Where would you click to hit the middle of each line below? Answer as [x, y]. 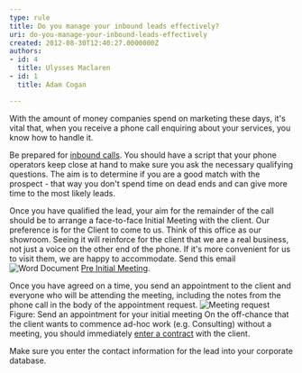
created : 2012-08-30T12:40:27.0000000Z [84, 43]
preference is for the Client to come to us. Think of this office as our [135, 230]
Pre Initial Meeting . [115, 268]
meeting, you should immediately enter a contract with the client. [130, 333]
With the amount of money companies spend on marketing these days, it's [147, 118]
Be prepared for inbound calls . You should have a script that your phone [143, 155]
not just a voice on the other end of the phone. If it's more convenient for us [150, 249]
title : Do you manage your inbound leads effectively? [114, 26]
